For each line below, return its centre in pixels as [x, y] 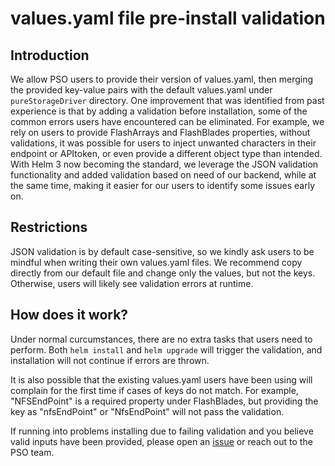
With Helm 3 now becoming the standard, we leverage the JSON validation [164, 164]
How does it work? [69, 315]
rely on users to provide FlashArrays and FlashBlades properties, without [160, 132]
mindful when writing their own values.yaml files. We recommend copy [156, 262]
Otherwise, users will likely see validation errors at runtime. [132, 283]
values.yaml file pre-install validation [168, 18]
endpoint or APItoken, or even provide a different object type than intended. [166, 153]
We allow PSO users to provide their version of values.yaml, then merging [162, 79]
